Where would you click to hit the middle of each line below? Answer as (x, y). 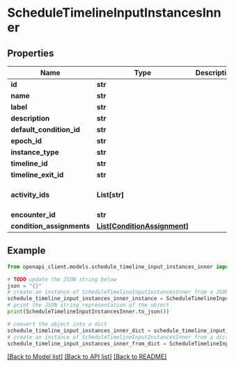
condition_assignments (50, 226)
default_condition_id (45, 130)
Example (26, 251)
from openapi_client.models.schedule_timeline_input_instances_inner (110, 267)
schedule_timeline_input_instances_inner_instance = (85, 299)
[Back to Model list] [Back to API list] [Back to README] (87, 357)
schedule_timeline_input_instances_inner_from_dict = (87, 343)
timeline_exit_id (37, 175)
